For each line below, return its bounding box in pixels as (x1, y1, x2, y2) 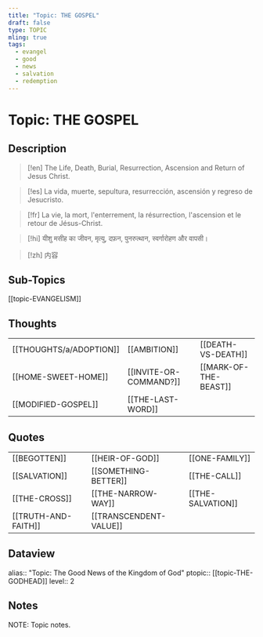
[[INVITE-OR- (127, 366, 181, 377)
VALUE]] (91, 520, 123, 531)
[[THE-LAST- (127, 394, 179, 405)
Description (8, 142, 67, 155)
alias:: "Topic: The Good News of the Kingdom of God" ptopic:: (8, 568, 211, 577)
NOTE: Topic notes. (8, 620, 71, 629)
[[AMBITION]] (127, 344, 179, 355)
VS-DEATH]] (199, 349, 248, 360)
